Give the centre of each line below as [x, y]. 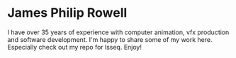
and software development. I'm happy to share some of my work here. [110, 39]
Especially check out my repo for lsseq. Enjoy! [75, 47]
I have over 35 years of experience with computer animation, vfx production [118, 32]
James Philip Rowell [67, 13]
